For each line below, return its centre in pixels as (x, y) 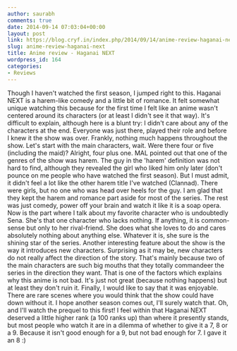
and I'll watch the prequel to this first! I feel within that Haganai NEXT (107, 310)
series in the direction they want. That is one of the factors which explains (115, 273)
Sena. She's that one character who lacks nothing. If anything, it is (103, 220)
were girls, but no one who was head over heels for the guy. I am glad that (115, 190)
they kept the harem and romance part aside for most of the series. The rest (118, 197)
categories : (25, 66)
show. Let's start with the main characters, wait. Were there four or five (110, 145)
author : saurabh (31, 14)
